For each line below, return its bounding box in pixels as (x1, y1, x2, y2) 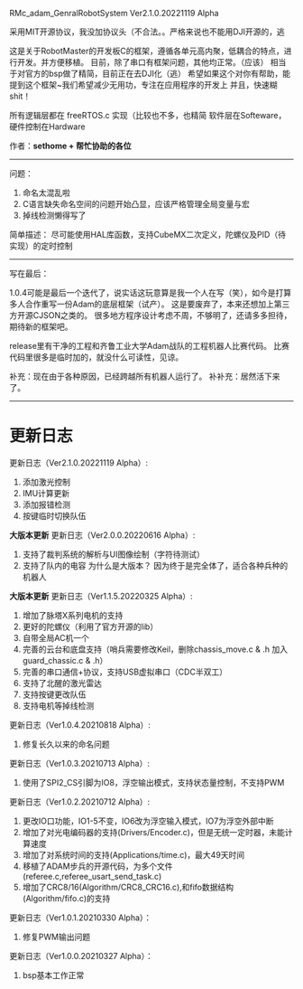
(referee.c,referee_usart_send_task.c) (22, 871, 162, 881)
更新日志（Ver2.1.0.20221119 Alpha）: (9, 457, 149, 468)
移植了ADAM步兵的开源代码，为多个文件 (22, 861, 173, 871)
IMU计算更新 (22, 487, 70, 498)
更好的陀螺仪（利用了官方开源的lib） (22, 621, 159, 632)
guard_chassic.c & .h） (22, 655, 108, 665)
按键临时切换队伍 (22, 510, 87, 521)
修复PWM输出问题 (22, 931, 91, 942)
